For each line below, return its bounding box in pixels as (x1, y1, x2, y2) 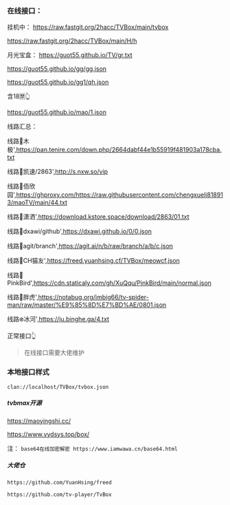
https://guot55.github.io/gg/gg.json (7, 65, 107, 73)
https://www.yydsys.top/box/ (7, 430, 90, 438)
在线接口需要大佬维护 (23, 349, 84, 357)
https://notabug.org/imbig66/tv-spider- (38, 293, 149, 301)
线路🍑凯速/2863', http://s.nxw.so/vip (7, 167, 108, 176)
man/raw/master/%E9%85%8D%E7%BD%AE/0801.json (7, 301, 167, 309)
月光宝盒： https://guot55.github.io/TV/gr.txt (7, 51, 133, 59)
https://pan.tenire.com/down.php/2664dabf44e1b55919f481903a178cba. (16, 146, 222, 154)
